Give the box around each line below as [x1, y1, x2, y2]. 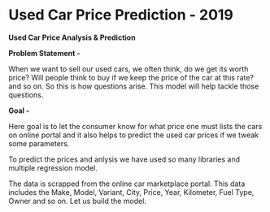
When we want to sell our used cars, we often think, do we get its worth [8, 63, 249, 74]
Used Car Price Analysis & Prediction [8, 32, 136, 42]
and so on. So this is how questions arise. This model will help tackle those [8, 81, 259, 91]
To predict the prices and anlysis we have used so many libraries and [8, 154, 241, 164]
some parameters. [8, 138, 70, 148]
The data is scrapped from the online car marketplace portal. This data [8, 179, 246, 188]
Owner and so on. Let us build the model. [8, 196, 146, 206]
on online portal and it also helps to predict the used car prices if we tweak [8, 130, 259, 140]
